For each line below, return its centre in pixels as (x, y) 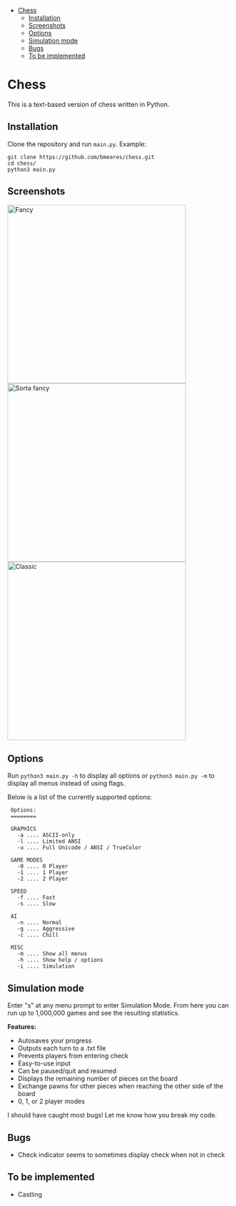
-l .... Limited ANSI (49, 841)
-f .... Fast (36, 898)
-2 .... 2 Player (43, 879)
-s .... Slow (36, 904)
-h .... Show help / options (60, 960)
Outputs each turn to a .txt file (62, 1048)
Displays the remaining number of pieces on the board (98, 1079)
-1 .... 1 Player (43, 873)
